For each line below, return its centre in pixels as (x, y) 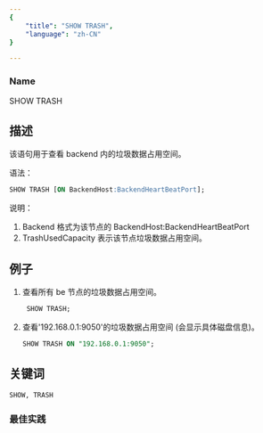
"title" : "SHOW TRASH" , (70, 26)
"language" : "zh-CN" (63, 34)
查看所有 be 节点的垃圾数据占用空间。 (92, 292)
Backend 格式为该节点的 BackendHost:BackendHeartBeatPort (136, 227)
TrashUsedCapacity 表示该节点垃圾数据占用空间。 (115, 238)
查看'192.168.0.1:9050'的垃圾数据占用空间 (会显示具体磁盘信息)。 (141, 327)
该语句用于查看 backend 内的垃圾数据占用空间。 (98, 154)
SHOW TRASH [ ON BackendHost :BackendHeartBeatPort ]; (107, 190)
